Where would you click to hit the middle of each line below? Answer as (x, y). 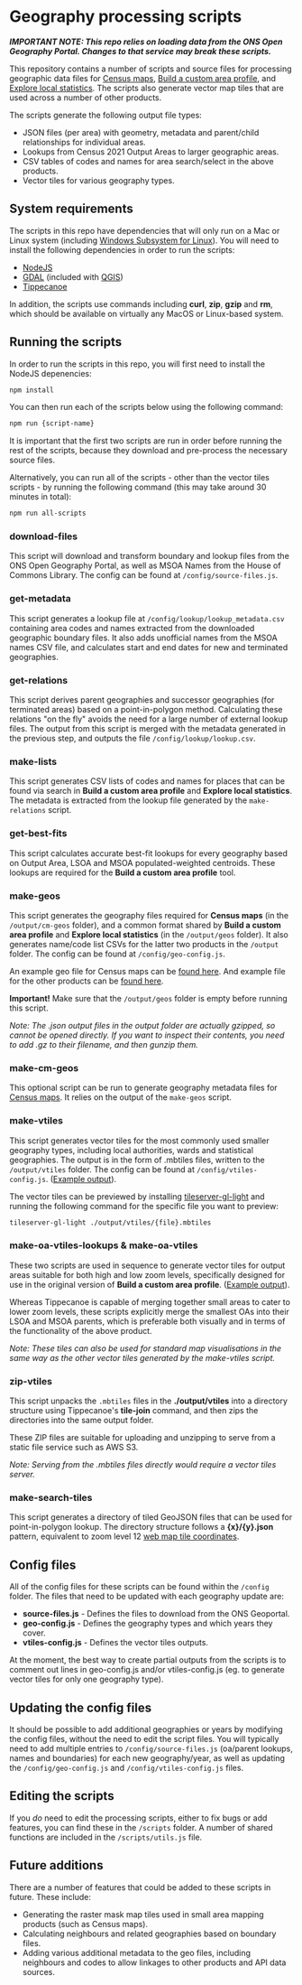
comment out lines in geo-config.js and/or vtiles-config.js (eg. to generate (147, 1670)
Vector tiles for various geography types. (98, 180)
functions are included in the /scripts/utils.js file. (106, 1837)
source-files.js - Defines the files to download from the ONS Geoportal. (156, 1614)
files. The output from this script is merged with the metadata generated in (148, 729)
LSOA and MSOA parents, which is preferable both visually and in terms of (147, 1321)
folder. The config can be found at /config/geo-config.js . (117, 954)
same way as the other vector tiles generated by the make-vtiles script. (142, 1357)
